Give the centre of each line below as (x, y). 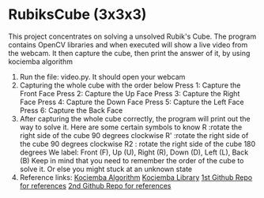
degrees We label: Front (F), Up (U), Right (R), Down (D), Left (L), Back (134, 152)
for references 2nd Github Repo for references (95, 185)
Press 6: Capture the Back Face (71, 110)
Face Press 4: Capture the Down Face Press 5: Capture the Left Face (132, 102)
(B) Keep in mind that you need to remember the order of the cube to (132, 160)
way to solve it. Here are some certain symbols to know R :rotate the (131, 127)
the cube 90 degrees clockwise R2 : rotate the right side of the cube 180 (138, 144)
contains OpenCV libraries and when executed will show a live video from (128, 44)
